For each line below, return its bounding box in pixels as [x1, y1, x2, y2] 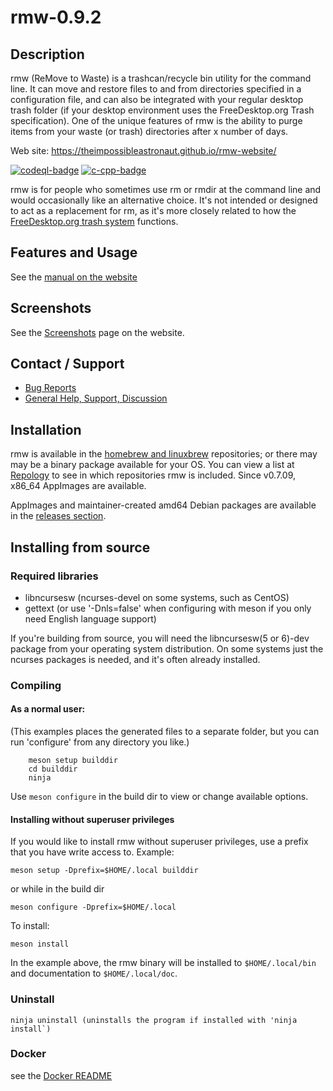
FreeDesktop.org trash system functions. [10, 216, 179, 227]
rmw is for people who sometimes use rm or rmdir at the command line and [10, 184, 322, 195]
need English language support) [24, 612, 157, 625]
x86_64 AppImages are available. [10, 480, 147, 492]
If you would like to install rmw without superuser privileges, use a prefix [10, 836, 309, 848]
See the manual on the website [10, 271, 138, 283]
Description [10, 46, 85, 63]
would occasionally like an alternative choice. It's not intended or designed [10, 194, 318, 206]
